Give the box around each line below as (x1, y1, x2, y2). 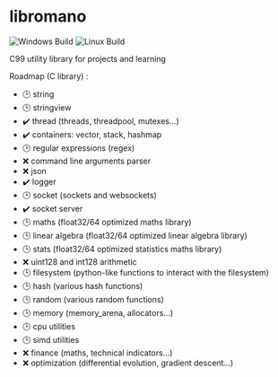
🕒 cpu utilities (22, 320, 76, 331)
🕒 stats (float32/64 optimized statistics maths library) (22, 243, 222, 254)
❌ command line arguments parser (22, 155, 151, 166)
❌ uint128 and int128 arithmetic (22, 256, 137, 267)
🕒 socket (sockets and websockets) (22, 189, 157, 200)
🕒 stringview (22, 101, 72, 113)
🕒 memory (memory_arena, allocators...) (22, 307, 174, 318)
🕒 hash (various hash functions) (22, 280, 143, 291)
